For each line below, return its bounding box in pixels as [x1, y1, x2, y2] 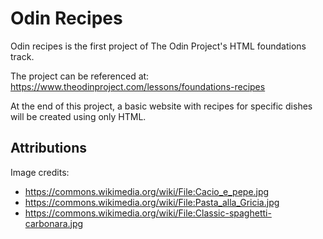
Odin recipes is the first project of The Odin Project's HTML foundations [10, 40, 307, 52]
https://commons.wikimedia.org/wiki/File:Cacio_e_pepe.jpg [24, 185, 270, 197]
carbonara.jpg [24, 217, 84, 229]
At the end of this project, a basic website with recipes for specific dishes [10, 100, 313, 112]
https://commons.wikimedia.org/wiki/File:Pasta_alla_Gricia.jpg [24, 196, 280, 208]
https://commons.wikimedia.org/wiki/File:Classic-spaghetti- [24, 207, 272, 219]
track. [10, 50, 35, 62]
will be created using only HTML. [10, 110, 147, 122]
